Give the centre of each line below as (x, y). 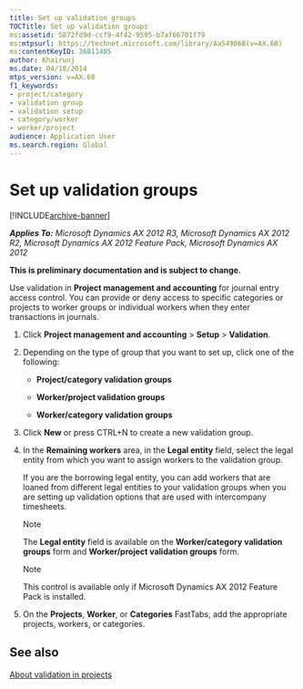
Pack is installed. (54, 596)
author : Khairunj (42, 60)
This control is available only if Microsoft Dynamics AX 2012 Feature (150, 586)
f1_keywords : (34, 86)
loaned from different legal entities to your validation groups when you (154, 487)
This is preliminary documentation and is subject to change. (125, 270)
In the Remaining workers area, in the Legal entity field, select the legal (158, 450)
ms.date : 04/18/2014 (49, 69)
